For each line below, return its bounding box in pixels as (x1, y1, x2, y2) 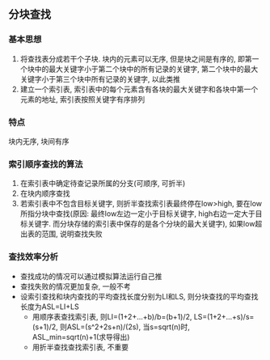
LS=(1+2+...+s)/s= (193, 311, 255, 321)
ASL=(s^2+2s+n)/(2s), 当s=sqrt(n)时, (66, 322, 190, 332)
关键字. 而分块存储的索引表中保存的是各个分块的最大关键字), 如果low (27, 219, 255, 229)
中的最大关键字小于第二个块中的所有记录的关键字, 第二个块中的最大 (34, 64, 259, 74)
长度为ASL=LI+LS (19, 302, 79, 311)
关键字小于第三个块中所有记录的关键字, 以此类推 (19, 74, 180, 83)
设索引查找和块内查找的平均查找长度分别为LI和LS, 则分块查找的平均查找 (19, 291, 259, 301)
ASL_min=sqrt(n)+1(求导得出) (32, 332, 130, 341)
